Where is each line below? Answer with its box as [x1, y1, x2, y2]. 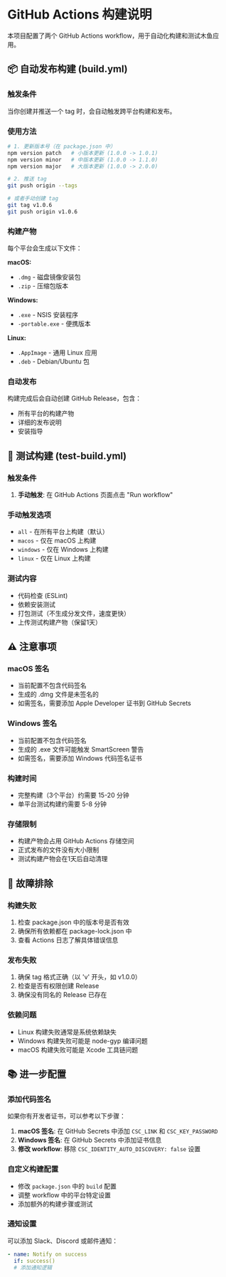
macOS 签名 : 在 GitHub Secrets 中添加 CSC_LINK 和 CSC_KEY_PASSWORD [17, 1127, 218, 1136]
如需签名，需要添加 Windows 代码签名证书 [17, 754, 142, 762]
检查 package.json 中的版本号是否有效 [17, 918, 130, 926]
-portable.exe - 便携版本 [17, 319, 91, 328]
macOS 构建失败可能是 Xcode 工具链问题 [17, 1045, 139, 1054]
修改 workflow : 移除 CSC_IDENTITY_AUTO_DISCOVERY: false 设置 [17, 1145, 201, 1153]
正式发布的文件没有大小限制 [17, 845, 99, 854]
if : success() [14, 1257, 55, 1264]
